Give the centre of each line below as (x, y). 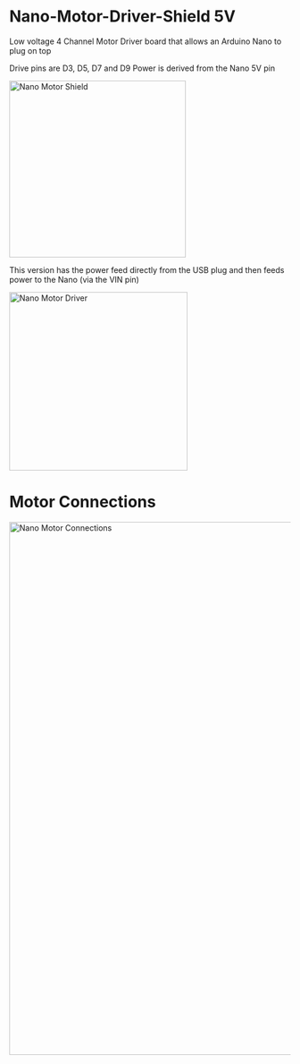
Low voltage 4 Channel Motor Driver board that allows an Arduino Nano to (146, 41)
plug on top (30, 50)
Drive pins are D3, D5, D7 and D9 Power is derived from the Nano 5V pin (142, 68)
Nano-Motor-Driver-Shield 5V (123, 17)
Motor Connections (83, 502)
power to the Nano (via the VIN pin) (75, 279)
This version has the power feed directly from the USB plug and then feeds (147, 269)
